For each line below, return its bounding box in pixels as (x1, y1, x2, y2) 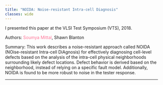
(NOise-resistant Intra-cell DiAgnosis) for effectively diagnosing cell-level (5, 49, 152, 55)
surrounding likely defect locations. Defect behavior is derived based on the (5, 59, 157, 65)
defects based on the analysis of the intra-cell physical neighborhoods (5, 54, 147, 60)
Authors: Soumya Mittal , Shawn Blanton (5, 34, 84, 40)
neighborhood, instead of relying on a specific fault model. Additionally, (5, 64, 148, 70)
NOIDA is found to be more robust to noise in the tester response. (5, 69, 136, 75)
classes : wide (5, 12, 34, 17)
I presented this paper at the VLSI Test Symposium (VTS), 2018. (5, 25, 132, 31)
